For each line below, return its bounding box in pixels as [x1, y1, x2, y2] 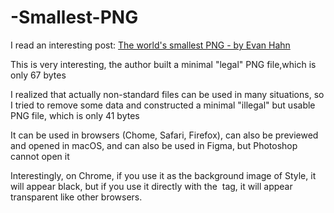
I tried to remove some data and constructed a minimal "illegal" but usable [10, 99, 316, 111]
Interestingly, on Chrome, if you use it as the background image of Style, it [10, 169, 317, 181]
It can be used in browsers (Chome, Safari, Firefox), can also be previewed [10, 129, 319, 141]
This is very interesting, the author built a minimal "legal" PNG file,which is [10, 58, 317, 70]
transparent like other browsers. [10, 191, 143, 203]
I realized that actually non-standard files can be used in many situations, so [10, 88, 325, 100]
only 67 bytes [10, 69, 67, 81]
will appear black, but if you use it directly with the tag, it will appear [10, 180, 293, 192]
